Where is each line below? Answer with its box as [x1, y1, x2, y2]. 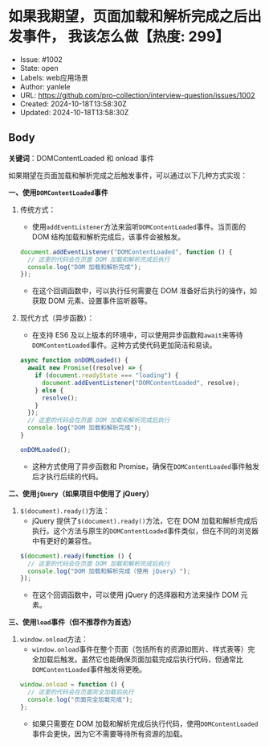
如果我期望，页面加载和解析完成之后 [8, 7, 248, 26]
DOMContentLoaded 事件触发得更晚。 [31, 665, 147, 674]
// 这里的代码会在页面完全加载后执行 [27, 688, 134, 697]
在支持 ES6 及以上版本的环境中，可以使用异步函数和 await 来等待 [31, 330, 243, 340]
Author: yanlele [19, 81, 71, 91]
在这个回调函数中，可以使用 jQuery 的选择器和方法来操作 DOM [31, 590, 239, 600]
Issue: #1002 [19, 54, 63, 64]
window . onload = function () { [19, 681, 125, 689]
